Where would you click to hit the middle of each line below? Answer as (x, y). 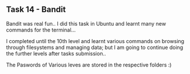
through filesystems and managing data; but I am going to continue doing (95, 47)
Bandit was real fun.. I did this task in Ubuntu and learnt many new (86, 23)
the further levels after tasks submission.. (56, 53)
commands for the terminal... (41, 30)
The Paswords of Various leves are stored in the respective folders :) (89, 65)
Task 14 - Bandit (36, 10)
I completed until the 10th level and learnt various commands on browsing (95, 41)
